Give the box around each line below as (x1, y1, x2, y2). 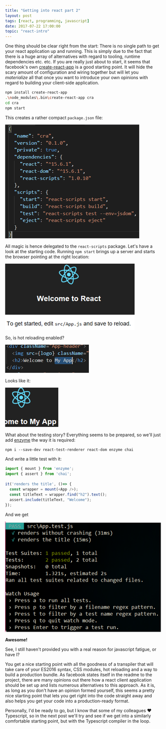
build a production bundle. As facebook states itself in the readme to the (5, 672, 152, 678)
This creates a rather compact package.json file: (5, 114, 103, 121)
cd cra (5, 100, 19, 105)
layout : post (5, 13, 32, 18)
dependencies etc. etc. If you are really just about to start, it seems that (5, 59, 151, 65)
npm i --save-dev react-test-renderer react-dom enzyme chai (5, 447, 134, 452)
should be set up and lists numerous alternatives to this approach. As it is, (5, 683, 156, 688)
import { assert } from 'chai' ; (5, 471, 72, 476)
